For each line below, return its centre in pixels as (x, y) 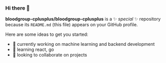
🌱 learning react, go (33, 49)
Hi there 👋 (18, 8)
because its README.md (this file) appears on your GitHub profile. (72, 25)
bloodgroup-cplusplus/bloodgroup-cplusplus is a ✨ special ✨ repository (83, 19)
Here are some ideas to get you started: (47, 34)
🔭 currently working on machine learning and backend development (84, 44)
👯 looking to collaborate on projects (50, 55)
